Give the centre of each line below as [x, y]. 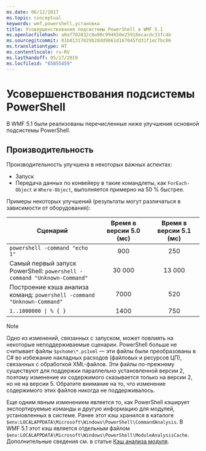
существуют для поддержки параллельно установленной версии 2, [96, 371]
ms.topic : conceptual [34, 18]
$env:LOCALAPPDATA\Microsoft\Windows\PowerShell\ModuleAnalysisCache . [98, 435]
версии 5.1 [174, 231]
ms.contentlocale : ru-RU [38, 52]
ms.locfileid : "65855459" [39, 63]
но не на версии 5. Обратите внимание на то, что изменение [86, 384]
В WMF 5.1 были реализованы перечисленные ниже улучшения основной [103, 124]
